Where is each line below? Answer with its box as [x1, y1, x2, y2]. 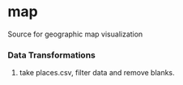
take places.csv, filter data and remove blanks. [19, 68, 175, 78]
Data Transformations [7, 49, 96, 61]
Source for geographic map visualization [7, 29, 143, 39]
